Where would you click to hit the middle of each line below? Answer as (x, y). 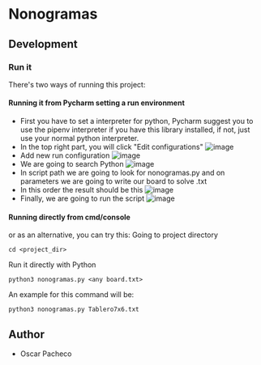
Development (43, 44)
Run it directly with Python (52, 265)
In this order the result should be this (81, 190)
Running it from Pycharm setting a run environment (96, 103)
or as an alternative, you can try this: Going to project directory (113, 235)
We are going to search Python (72, 164)
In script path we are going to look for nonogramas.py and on (122, 173)
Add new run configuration (65, 155)
